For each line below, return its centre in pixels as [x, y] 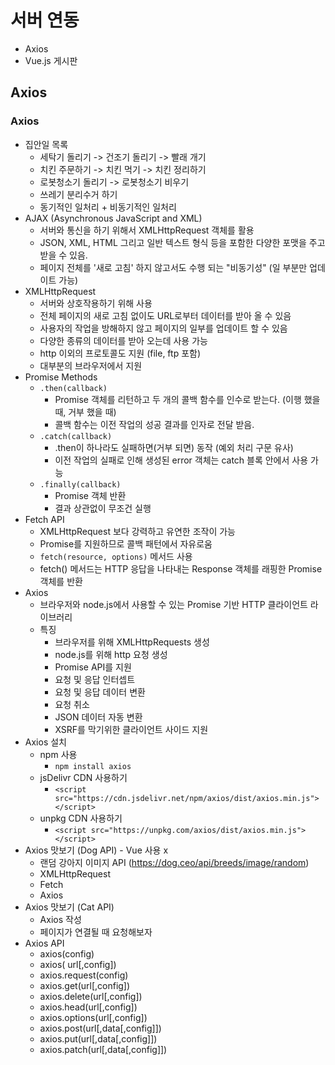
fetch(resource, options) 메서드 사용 [116, 556]
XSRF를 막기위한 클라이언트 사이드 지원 [131, 729]
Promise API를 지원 [93, 667]
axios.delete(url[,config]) [91, 996]
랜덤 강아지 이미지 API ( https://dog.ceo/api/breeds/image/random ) [174, 862]
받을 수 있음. [63, 255]
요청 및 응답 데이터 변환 [100, 692]
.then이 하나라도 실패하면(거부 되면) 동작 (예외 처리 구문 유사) [174, 447]
